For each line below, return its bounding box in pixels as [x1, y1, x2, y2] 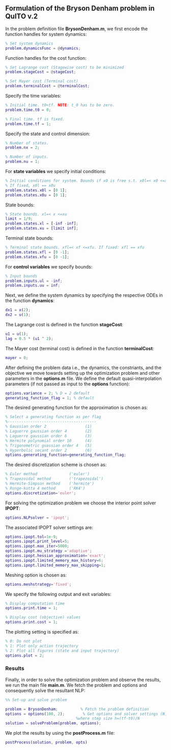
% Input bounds [5, 273, 38, 279]
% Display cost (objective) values [5, 615, 81, 620]
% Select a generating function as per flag [5, 415, 101, 420]
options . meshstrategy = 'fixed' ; [5, 582, 72, 587]
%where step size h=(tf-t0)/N [75, 716, 140, 721]
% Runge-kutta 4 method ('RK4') [5, 486, 85, 491]
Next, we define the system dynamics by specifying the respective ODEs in [5, 292, 163, 298]
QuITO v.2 [5, 12, 38, 21]
